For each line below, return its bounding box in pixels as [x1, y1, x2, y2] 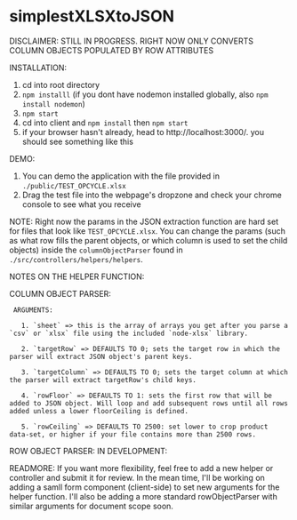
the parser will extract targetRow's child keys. [9, 375, 197, 384]
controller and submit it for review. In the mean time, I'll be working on [9, 472, 265, 483]
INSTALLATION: [9, 62, 68, 73]
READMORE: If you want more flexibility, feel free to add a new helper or [9, 462, 274, 473]
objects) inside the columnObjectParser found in [9, 244, 184, 255]
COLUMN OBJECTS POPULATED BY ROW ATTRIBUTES [9, 44, 214, 55]
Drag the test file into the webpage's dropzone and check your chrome [21, 189, 283, 200]
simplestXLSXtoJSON [9, 6, 175, 27]
